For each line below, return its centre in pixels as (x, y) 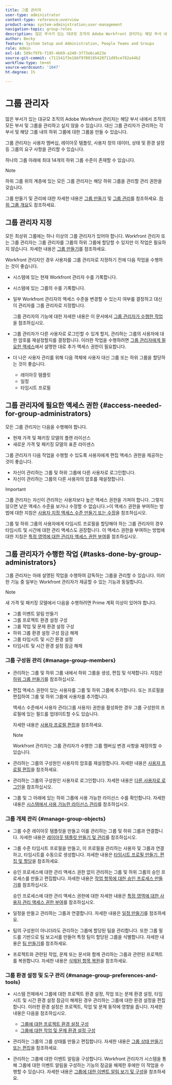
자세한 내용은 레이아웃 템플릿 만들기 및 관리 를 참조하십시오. (78, 837)
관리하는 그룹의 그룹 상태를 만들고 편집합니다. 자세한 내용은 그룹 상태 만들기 (88, 1041)
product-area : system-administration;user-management (64, 24)
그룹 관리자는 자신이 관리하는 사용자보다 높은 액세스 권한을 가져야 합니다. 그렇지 (84, 500)
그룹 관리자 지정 (29, 222)
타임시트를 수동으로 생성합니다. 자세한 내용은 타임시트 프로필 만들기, (91, 855)
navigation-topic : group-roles (39, 29)
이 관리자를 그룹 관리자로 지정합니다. (49, 305)
